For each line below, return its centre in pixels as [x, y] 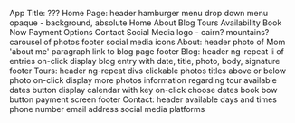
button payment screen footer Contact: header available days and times [143, 99]
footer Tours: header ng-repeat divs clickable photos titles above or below [148, 71]
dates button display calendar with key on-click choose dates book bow [143, 90]
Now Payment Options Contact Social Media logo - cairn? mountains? [139, 32]
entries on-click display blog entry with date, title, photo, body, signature [145, 61]
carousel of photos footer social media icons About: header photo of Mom [147, 42]
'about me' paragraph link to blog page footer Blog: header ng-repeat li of [147, 52]
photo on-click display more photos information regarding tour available [143, 80]
